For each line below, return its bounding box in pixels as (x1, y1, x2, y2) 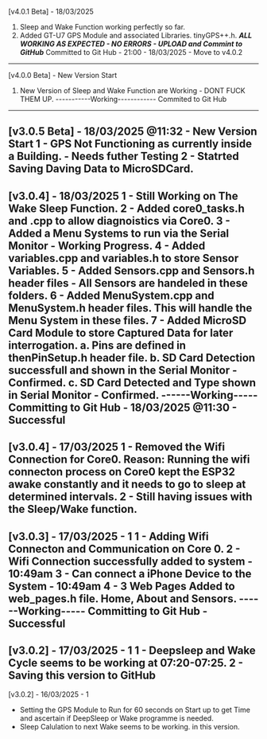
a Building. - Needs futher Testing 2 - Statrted (8, 150, 240, 163)
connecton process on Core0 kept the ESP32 (8, 465, 236, 479)
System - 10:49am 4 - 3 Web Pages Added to (8, 579, 236, 592)
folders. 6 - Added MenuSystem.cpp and (8, 288, 215, 302)
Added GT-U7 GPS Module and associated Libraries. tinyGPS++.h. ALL (19, 31, 253, 40)
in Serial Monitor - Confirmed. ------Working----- (8, 388, 258, 401)
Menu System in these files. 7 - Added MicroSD (8, 314, 247, 327)
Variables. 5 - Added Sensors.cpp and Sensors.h (8, 264, 255, 277)
